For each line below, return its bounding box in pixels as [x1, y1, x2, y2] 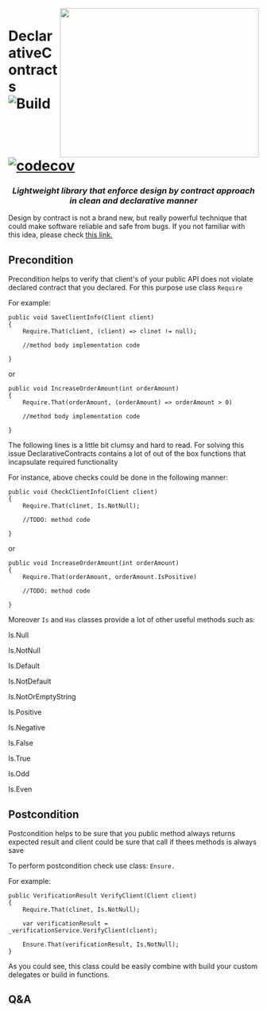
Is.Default [8, 661, 40, 671]
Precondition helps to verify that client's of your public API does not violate [8, 274, 253, 284]
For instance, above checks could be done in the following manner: [8, 473, 228, 482]
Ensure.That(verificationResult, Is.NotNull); [22, 940, 180, 948]
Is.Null [8, 630, 29, 640]
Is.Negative [8, 723, 46, 733]
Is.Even [8, 784, 33, 794]
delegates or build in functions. [8, 970, 110, 979]
